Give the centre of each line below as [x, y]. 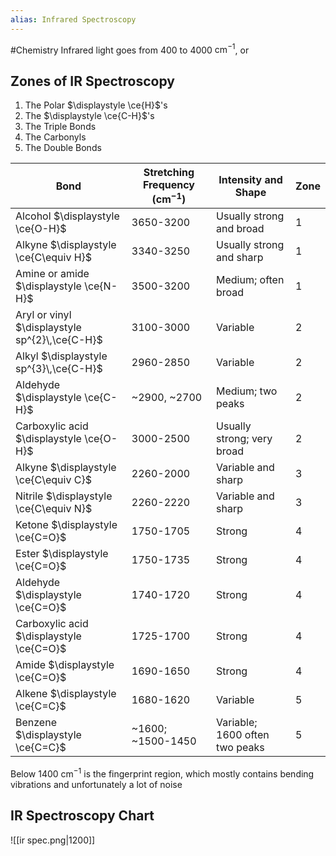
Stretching [169, 173]
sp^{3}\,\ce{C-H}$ [59, 369]
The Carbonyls [55, 137]
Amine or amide [52, 274]
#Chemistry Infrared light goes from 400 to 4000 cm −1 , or [130, 49]
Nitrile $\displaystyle [64, 496]
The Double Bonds [63, 148]
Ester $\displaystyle [62, 554]
